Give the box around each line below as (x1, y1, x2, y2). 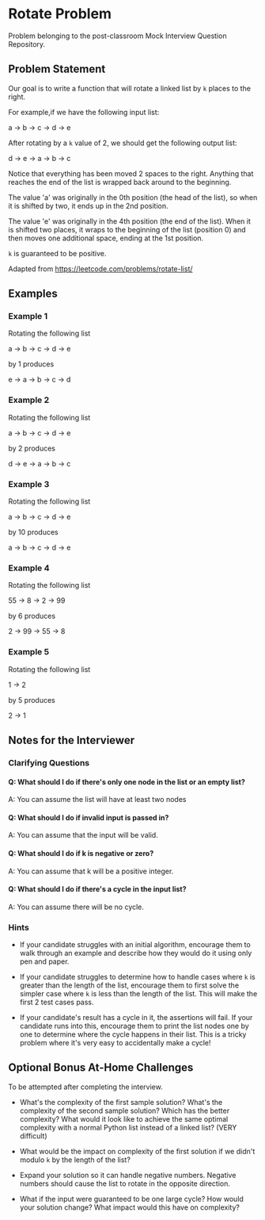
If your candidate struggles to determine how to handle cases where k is (19, 973, 256, 982)
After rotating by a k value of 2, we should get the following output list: (8, 138, 237, 148)
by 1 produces (8, 359, 55, 369)
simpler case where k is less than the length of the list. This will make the (19, 989, 258, 999)
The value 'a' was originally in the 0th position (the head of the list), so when (8, 192, 258, 202)
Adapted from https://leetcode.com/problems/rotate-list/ (8, 263, 193, 274)
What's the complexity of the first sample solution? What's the (19, 1097, 223, 1107)
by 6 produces (8, 612, 56, 621)
